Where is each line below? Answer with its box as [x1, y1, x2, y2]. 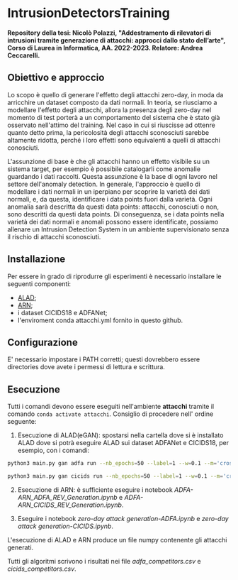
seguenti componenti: [7, 279, 72, 288]
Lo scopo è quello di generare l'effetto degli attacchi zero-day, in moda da [7, 90, 224, 99]
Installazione [7, 253, 66, 266]
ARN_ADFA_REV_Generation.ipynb [17, 493, 118, 501]
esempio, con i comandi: [17, 446, 90, 455]
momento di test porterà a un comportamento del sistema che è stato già [7, 113, 220, 121]
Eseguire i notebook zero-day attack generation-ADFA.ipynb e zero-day [17, 514, 229, 522]
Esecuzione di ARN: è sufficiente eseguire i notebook [17, 485, 174, 494]
